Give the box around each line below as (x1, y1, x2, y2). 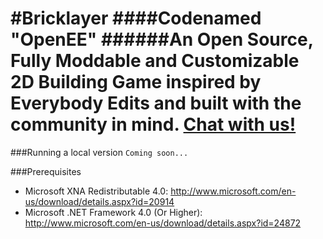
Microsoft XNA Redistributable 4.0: (24, 185, 169, 197)
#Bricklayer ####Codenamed (10, 7, 262, 30)
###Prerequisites (10, 165, 82, 177)
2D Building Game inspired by (10, 71, 262, 94)
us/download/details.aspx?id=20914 (24, 195, 175, 207)
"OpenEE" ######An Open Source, (10, 28, 314, 51)
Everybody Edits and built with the (10, 92, 302, 115)
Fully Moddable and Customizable (10, 50, 300, 72)
